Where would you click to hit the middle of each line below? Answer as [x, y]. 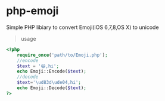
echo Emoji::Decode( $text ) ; [52, 88]
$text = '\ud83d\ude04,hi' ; [49, 83]
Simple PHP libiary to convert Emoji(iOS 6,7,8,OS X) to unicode [82, 27]
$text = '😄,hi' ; [38, 66]
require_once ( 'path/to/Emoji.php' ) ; [63, 55]
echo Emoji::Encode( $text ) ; [52, 71]
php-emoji [32, 11]
